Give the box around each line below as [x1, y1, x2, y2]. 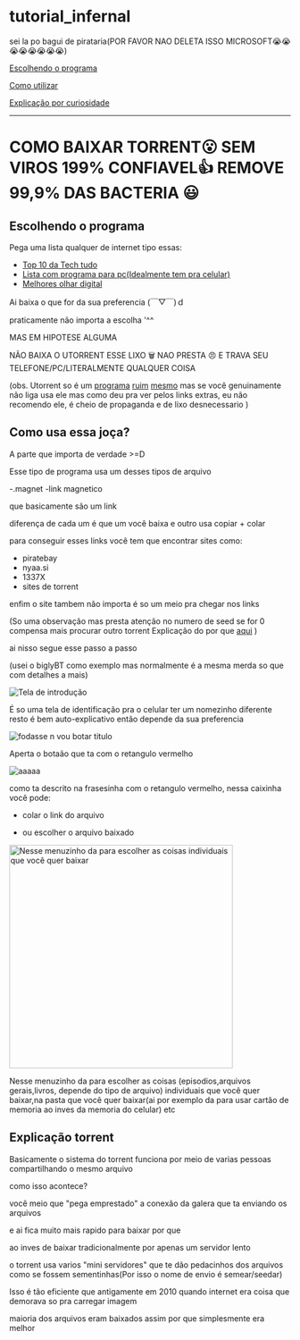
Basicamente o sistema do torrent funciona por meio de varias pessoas [9, 1153, 271, 1164]
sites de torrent [21, 581, 79, 592]
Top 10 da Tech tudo [21, 259, 98, 270]
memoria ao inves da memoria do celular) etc [9, 1104, 176, 1115]
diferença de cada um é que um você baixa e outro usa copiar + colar [9, 518, 266, 528]
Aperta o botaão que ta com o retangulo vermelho [9, 748, 194, 759]
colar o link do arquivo [21, 809, 104, 820]
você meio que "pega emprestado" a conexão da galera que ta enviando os [9, 1198, 287, 1209]
